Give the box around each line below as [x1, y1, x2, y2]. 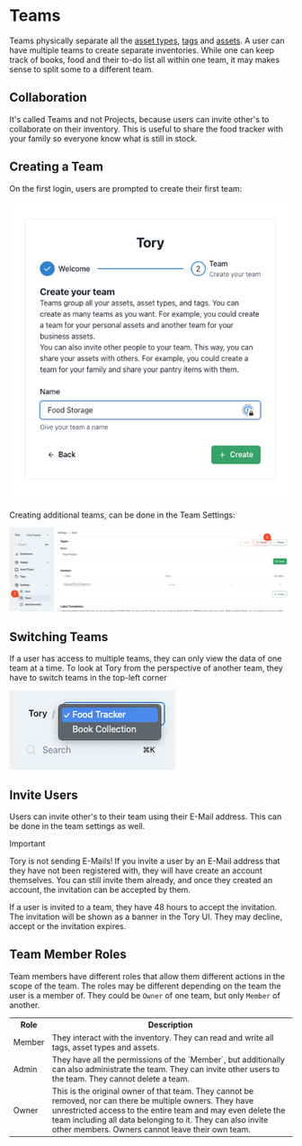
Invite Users [9, 787, 78, 802]
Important [9, 838, 46, 849]
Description [147, 1019, 193, 1031]
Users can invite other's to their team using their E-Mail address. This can [9, 811, 282, 822]
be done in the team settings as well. [9, 821, 146, 832]
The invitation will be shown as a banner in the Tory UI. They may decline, [9, 911, 283, 923]
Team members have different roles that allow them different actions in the [9, 970, 286, 981]
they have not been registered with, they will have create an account [9, 865, 262, 876]
